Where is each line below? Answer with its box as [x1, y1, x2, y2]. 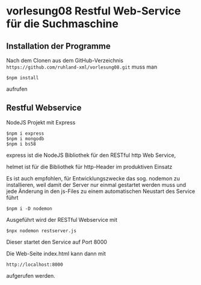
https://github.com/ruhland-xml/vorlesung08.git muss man [6, 63, 158, 70]
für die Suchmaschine [6, 17, 119, 31]
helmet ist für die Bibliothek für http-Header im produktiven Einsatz [6, 163, 173, 170]
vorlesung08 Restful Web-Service [6, 4, 181, 18]
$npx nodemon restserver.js [6, 227, 77, 234]
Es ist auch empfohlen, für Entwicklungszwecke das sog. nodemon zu [6, 174, 181, 182]
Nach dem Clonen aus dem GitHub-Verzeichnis [6, 57, 123, 64]
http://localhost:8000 [6, 262, 63, 268]
